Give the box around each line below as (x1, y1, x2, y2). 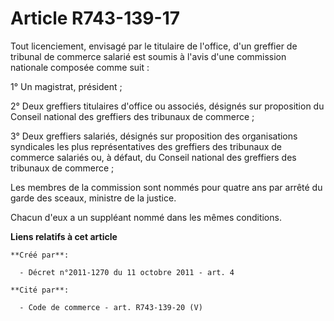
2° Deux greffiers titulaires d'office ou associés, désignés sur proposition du (10, 100, 325, 112)
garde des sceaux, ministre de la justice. (10, 192, 177, 204)
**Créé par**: (10, 250, 70, 260)
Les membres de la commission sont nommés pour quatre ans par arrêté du (10, 181, 323, 193)
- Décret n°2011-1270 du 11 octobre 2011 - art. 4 (19, 267, 235, 277)
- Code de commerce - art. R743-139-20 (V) (19, 302, 203, 312)
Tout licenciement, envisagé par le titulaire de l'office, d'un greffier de (10, 40, 298, 52)
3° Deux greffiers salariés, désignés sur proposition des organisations (10, 130, 298, 142)
